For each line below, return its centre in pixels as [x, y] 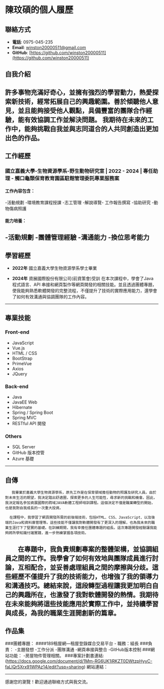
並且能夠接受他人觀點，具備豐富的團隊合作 [82, 111]
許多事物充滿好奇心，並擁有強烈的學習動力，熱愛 [79, 92]
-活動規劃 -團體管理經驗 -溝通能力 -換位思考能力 [77, 238]
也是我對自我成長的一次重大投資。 [34, 508]
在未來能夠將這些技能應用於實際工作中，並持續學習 [82, 604]
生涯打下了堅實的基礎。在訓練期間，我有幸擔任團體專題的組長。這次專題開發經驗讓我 [81, 528]
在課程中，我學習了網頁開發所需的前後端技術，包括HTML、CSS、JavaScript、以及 [81, 518]
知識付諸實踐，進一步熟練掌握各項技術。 [54, 533]
